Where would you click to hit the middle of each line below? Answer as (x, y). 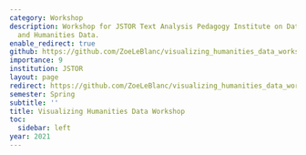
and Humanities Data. (59, 35)
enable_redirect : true (52, 43)
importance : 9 (36, 60)
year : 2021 (30, 137)
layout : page (34, 77)
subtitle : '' (34, 103)
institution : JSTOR (46, 69)
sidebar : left (44, 129)
